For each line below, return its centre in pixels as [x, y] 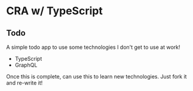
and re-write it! [24, 83]
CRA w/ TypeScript [54, 11]
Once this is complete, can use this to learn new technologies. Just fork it [96, 76]
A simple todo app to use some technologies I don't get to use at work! [93, 47]
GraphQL [26, 65]
